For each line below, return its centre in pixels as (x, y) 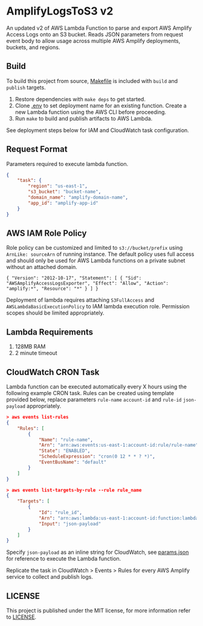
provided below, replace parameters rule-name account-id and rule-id (94, 399)
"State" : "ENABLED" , (64, 451)
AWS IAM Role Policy (47, 233)
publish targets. (26, 87)
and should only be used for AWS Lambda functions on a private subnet (96, 261)
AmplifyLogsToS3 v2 (60, 11)
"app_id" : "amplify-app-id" (63, 203)
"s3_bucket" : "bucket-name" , (65, 192)
